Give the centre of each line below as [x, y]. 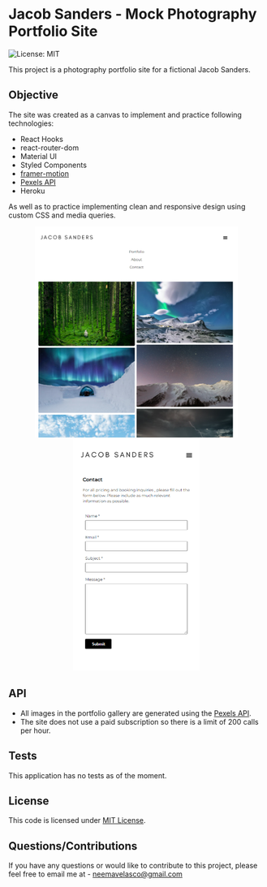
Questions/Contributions [73, 846]
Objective [34, 95]
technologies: [31, 123]
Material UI [39, 156]
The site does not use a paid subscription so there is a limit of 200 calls [139, 721]
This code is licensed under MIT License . [77, 820]
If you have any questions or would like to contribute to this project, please [133, 866]
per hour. [35, 730]
